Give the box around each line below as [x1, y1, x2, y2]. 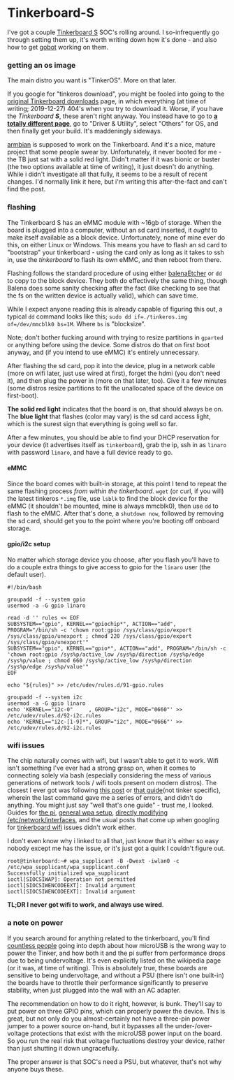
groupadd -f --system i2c [7, 694, 82, 701]
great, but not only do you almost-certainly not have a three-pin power [7, 1014, 210, 1023]
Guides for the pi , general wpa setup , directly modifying [7, 808, 168, 817]
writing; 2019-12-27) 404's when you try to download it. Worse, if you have [7, 105, 224, 113]
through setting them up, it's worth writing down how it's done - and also [7, 35, 217, 43]
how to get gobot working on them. [7, 43, 109, 51]
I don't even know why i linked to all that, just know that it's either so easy [7, 837, 219, 845]
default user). [7, 570, 47, 578]
